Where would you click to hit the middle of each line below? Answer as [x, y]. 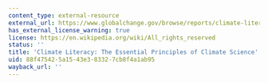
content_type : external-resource [64, 15]
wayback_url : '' [35, 67]
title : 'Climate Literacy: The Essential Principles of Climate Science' [134, 52]
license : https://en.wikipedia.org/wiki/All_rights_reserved [112, 38]
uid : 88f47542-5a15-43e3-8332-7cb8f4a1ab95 [82, 60]
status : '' [26, 45]
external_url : [32, 23]
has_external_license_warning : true [69, 30]
